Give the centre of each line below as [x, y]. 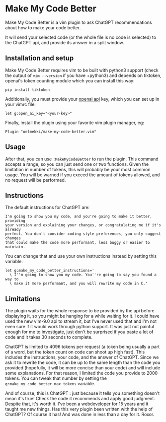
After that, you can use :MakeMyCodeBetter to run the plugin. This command [82, 159]
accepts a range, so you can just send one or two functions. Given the [77, 164]
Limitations [23, 299]
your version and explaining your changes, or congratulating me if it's [83, 225]
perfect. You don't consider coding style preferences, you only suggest [83, 234]
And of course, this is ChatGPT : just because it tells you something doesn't [83, 393]
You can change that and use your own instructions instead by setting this [81, 256]
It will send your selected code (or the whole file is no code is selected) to [81, 37]
